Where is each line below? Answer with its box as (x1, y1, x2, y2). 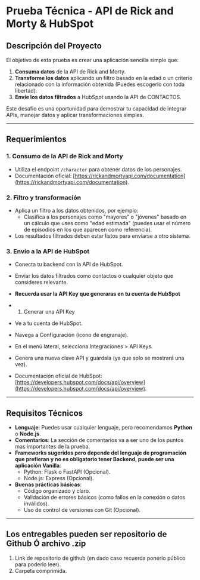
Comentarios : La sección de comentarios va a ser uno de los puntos (14, 437, 184, 444)
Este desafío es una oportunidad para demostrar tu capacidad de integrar (6, 105, 187, 112)
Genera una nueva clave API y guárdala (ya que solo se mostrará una (14, 354, 185, 362)
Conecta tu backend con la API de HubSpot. (14, 261, 123, 268)
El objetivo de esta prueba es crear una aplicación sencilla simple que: (6, 57, 179, 63)
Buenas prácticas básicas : (14, 481, 82, 488)
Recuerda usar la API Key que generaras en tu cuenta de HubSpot (14, 290, 180, 297)
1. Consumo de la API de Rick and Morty (6, 152, 123, 161)
